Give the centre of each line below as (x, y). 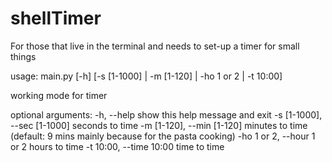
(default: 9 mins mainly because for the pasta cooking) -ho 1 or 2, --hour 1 (163, 136)
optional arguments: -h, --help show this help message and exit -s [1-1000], (166, 114)
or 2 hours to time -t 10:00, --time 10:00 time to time (117, 146)
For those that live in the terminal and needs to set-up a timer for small (155, 46)
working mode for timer (59, 95)
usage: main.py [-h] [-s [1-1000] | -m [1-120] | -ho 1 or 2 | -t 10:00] (146, 76)
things (23, 56)
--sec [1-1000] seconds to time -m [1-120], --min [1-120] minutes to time (159, 125)
